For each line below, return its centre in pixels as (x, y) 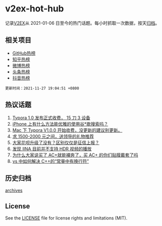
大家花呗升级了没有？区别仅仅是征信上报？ (56, 143)
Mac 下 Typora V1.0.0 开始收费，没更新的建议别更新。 (67, 130)
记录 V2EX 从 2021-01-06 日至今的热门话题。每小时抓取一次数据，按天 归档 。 (82, 23)
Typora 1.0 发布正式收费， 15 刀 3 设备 (51, 118)
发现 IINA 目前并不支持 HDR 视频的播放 (52, 149)
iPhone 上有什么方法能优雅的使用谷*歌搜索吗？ (60, 124)
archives (14, 190)
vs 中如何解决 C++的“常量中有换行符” (51, 161)
